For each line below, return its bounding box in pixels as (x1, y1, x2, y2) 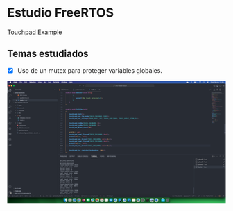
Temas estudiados (7, 48, 89, 60)
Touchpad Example (7, 28, 62, 36)
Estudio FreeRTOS (7, 5, 114, 21)
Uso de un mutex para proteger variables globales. (17, 66, 163, 74)
